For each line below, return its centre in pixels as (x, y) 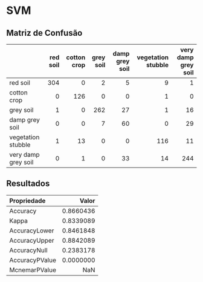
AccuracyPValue (33, 260)
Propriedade (27, 200)
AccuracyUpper (32, 240)
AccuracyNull (28, 250)
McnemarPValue (33, 270)
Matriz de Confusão (44, 33)
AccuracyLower (32, 231)
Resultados (28, 184)
